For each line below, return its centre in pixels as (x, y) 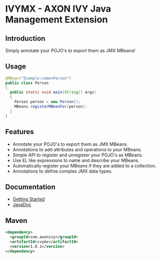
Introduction (25, 38)
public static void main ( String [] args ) (53, 92)
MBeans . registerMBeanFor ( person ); (51, 107)
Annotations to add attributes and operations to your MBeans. (77, 149)
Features (20, 132)
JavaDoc (22, 205)
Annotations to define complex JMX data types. (62, 171)
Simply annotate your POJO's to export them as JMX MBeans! (70, 51)
